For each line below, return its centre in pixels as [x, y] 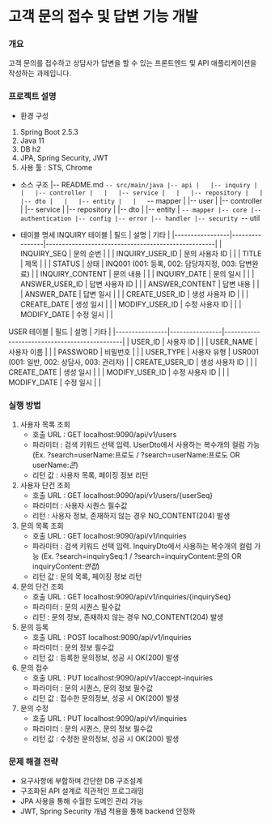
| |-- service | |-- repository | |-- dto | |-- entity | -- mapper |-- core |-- [141, 209]
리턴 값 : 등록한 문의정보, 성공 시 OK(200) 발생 [106, 658]
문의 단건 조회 [42, 587]
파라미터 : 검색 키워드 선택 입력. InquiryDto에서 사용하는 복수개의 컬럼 [142, 546]
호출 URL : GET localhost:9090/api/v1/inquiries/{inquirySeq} [131, 597]
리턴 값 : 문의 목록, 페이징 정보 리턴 [87, 577]
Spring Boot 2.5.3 [49, 131]
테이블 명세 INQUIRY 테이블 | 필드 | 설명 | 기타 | [95, 234]
